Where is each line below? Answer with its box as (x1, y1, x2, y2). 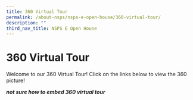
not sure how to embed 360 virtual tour (6, 89, 105, 96)
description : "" (6, 20, 46, 26)
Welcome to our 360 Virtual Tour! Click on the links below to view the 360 (6, 71, 187, 78)
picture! (6, 77, 26, 84)
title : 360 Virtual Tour (6, 8, 68, 15)
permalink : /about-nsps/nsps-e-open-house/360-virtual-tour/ (6, 14, 161, 20)
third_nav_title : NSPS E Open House (6, 25, 97, 32)
